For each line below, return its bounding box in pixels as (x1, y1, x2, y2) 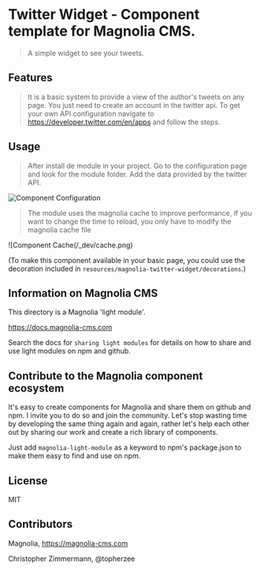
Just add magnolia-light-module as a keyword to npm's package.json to (8, 443, 242, 452)
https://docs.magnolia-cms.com (8, 323, 113, 332)
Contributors (8, 517, 73, 531)
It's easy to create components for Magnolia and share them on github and (8, 402, 251, 412)
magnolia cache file (27, 224, 92, 234)
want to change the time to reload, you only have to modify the (27, 217, 232, 226)
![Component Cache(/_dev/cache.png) (8, 240, 133, 250)
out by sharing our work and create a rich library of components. (8, 428, 218, 437)
